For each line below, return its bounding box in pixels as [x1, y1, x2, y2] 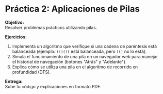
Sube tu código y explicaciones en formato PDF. [5, 83, 101, 89]
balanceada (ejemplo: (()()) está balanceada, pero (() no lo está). [12, 48, 147, 54]
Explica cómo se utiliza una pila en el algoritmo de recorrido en [12, 64, 138, 70]
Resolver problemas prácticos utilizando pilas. [5, 24, 97, 30]
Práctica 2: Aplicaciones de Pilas [5, 3, 140, 15]
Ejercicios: [5, 34, 27, 40]
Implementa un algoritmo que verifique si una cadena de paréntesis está [12, 43, 157, 49]
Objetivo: [5, 19, 24, 25]
